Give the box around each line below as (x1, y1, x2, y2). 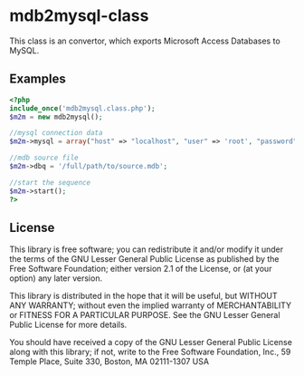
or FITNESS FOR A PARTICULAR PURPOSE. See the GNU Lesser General (9, 310, 280, 321)
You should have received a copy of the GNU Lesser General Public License (9, 337, 292, 348)
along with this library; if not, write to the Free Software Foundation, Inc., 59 (9, 346, 291, 358)
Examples (9, 72, 66, 87)
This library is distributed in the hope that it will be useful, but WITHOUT (9, 291, 278, 302)
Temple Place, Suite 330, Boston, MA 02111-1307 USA (9, 356, 210, 367)
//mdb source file (9, 153, 79, 163)
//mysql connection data (9, 129, 103, 138)
